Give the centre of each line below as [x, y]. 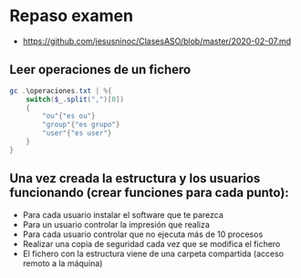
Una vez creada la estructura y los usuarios [135, 179]
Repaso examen [72, 16]
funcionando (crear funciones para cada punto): [149, 193]
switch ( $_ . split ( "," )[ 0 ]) [75, 99]
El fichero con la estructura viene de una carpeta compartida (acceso [153, 253]
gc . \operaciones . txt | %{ [61, 91]
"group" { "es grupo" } [81, 125]
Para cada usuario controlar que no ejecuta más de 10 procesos [143, 234]
